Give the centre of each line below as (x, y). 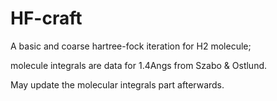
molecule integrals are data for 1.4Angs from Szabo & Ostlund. (139, 65)
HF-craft (46, 18)
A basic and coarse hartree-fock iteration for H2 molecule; (131, 46)
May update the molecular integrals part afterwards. (117, 84)
